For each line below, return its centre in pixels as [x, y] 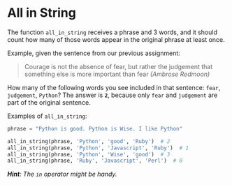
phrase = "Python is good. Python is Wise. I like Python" [95, 128]
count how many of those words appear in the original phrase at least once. [116, 39]
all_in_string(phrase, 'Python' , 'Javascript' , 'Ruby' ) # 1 [98, 148]
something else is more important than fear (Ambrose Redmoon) [117, 74]
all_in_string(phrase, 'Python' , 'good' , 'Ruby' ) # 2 [89, 141]
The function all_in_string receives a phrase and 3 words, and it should [113, 32]
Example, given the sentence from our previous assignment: [94, 53]
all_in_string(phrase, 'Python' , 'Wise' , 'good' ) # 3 [89, 154]
